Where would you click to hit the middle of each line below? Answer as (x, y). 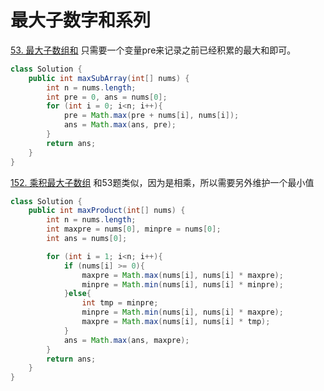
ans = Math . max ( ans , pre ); (120, 125)
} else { (77, 294)
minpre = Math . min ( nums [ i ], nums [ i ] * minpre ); (182, 284)
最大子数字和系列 (81, 20)
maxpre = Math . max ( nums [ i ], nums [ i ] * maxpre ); (182, 275)
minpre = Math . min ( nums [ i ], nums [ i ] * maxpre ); (182, 312)
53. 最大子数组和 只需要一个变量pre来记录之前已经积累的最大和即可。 (153, 50)
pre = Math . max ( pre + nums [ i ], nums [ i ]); (151, 116)
